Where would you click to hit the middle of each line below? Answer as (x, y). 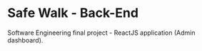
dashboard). (25, 40)
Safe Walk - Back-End (73, 13)
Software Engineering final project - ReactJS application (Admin (101, 33)
